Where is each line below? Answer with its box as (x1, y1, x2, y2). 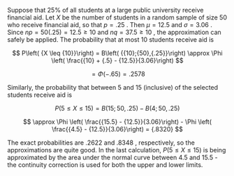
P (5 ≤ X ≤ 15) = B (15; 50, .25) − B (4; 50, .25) (54, 104, 180, 112)
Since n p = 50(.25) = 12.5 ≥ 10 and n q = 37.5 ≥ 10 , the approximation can (7, 28, 221, 36)
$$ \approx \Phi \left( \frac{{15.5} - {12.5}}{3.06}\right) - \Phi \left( (23, 118, 212, 126)
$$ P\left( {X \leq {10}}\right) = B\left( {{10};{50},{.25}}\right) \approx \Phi (12, 49, 223, 57)
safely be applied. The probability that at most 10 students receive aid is (7, 35, 214, 44)
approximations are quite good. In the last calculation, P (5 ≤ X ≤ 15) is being (7, 146, 226, 154)
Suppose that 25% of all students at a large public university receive (7, 6, 204, 14)
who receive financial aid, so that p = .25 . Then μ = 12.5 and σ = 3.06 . (7, 21, 213, 29)
